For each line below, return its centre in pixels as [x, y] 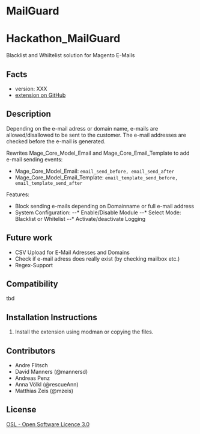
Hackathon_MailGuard [63, 39]
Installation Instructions [52, 317]
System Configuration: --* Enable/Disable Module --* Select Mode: [98, 212]
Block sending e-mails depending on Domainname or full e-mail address [104, 206]
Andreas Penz [32, 378]
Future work [29, 238]
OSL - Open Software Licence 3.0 [48, 424]
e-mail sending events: [35, 159]
